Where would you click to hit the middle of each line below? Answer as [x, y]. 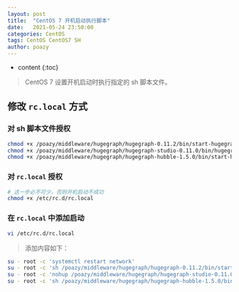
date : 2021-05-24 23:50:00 [51, 27]
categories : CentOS [36, 34]
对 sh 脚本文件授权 [39, 129]
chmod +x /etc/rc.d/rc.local [51, 199]
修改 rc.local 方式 [47, 106]
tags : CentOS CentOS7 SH [44, 41]
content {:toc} [38, 67]
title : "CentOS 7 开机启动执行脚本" [59, 21]
